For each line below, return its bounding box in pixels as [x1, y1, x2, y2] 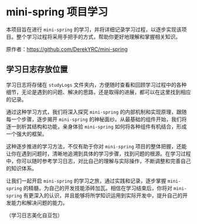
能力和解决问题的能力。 [11, 199, 68, 206]
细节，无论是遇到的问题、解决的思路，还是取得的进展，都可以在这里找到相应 [6, 89, 191, 96]
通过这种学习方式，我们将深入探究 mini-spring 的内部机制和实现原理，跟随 [6, 108, 187, 115]
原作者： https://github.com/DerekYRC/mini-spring [6, 45, 128, 53]
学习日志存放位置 [6, 65, 68, 74]
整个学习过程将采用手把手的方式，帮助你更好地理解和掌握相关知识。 [16, 33, 181, 40]
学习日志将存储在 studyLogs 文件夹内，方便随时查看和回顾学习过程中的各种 [6, 81, 187, 88]
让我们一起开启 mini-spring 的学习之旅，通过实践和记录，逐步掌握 [6, 177, 167, 184]
